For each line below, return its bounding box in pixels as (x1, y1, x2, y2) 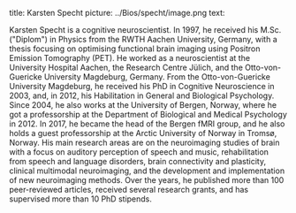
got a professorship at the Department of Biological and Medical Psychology (9, 110, 287, 119)
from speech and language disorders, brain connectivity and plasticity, (9, 156, 267, 166)
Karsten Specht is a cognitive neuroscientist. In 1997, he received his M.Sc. (9, 25, 282, 34)
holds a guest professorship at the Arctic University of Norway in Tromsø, (9, 128, 277, 138)
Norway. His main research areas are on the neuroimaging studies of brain (9, 137, 280, 148)
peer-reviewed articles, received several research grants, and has (9, 185, 249, 194)
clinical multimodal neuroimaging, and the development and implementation (9, 165, 285, 176)
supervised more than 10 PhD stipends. (9, 194, 153, 204)
